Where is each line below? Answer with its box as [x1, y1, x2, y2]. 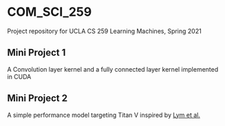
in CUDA [7, 72, 32, 81]
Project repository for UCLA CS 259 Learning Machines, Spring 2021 [7, 27, 202, 35]
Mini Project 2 [7, 92, 67, 104]
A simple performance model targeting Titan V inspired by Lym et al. [7, 111, 201, 119]
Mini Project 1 [7, 47, 66, 59]
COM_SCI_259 [7, 4, 92, 20]
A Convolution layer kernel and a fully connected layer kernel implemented [7, 65, 219, 73]
